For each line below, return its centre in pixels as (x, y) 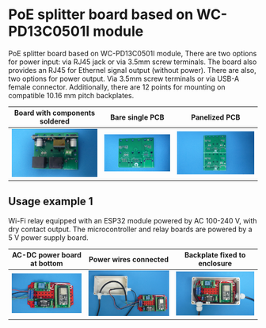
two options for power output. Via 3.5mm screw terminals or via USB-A (124, 78)
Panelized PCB (216, 117)
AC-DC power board (46, 255)
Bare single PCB (137, 117)
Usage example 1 (51, 202)
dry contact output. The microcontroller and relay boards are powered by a (130, 229)
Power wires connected (128, 259)
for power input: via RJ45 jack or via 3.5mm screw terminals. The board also (133, 62)
